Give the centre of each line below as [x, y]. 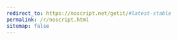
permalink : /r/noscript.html [48, 20]
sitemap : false [28, 26]
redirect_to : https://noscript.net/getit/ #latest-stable [89, 13]
